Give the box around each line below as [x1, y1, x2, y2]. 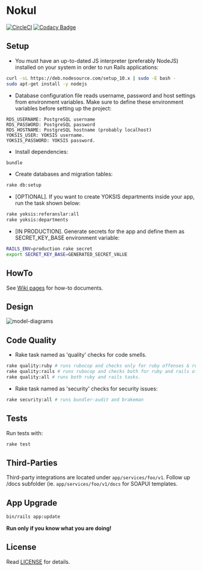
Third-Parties [6, 458, 58, 468]
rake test [6, 441, 31, 447]
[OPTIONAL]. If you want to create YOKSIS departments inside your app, [14, 193, 195, 200]
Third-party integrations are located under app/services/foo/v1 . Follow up [6, 474, 191, 481]
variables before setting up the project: [14, 104, 112, 112]
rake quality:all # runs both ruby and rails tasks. [6, 374, 141, 380]
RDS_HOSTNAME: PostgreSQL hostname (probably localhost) [6, 127, 152, 133]
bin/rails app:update [6, 514, 61, 520]
